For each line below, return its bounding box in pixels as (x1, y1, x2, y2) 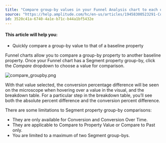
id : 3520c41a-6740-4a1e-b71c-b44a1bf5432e (5, 16, 94, 21)
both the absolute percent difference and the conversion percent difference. (5, 97, 161, 104)
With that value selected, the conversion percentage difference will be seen (5, 82, 159, 88)
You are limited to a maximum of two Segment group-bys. (12, 132, 130, 138)
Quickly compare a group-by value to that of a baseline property (12, 42, 144, 48)
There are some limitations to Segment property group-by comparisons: (5, 107, 152, 113)
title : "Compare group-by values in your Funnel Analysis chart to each (5, 7, 158, 12)
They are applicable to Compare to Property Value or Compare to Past (12, 122, 156, 128)
